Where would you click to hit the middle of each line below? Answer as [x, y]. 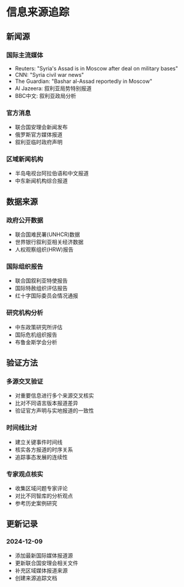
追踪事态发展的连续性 [41, 457]
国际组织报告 [25, 267]
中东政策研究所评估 [39, 327]
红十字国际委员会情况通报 [46, 296]
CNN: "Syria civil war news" [49, 75]
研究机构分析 [25, 313]
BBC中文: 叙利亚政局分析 [46, 96]
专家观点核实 [25, 474]
